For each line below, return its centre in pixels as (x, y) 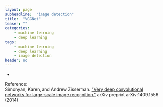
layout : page (19, 10)
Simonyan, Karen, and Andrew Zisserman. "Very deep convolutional (74, 89)
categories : (17, 28)
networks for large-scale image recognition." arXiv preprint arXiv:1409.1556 (82, 95)
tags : (11, 42)
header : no (16, 60)
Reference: (16, 84)
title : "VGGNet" (23, 19)
